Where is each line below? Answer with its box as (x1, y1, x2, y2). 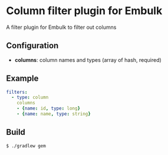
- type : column (11, 94, 49, 101)
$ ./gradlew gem (6, 143, 46, 149)
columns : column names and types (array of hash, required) (14, 56, 162, 63)
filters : (6, 89, 28, 95)
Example (6, 74, 39, 84)
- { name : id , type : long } (17, 105, 81, 111)
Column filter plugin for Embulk (6, 4, 163, 18)
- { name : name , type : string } (17, 111, 91, 117)
